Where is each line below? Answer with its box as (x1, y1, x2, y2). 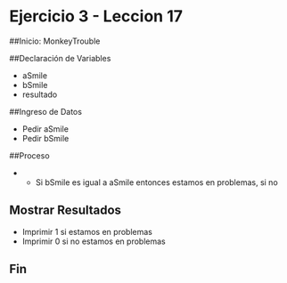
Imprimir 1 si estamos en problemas (21, 226, 153, 237)
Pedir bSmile (21, 133, 70, 143)
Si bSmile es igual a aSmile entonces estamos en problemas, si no (35, 176, 278, 188)
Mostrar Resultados (9, 203, 122, 218)
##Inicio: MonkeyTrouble (9, 36, 101, 46)
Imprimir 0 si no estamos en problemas (21, 236, 167, 247)
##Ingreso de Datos (9, 106, 83, 117)
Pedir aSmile (21, 123, 70, 134)
